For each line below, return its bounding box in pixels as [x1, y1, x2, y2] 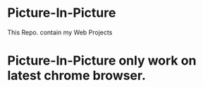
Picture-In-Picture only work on [7, 53, 197, 69]
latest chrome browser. [7, 68, 147, 83]
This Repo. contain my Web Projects [7, 28, 113, 36]
